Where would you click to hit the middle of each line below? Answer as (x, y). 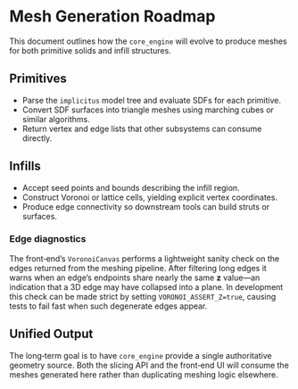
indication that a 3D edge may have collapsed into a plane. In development (146, 286)
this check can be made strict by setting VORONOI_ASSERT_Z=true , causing (143, 296)
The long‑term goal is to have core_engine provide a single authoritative (141, 355)
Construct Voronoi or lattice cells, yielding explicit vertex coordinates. (150, 197)
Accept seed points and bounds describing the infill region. (131, 187)
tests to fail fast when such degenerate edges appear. (108, 306)
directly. (37, 138)
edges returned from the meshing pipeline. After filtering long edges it (138, 268)
